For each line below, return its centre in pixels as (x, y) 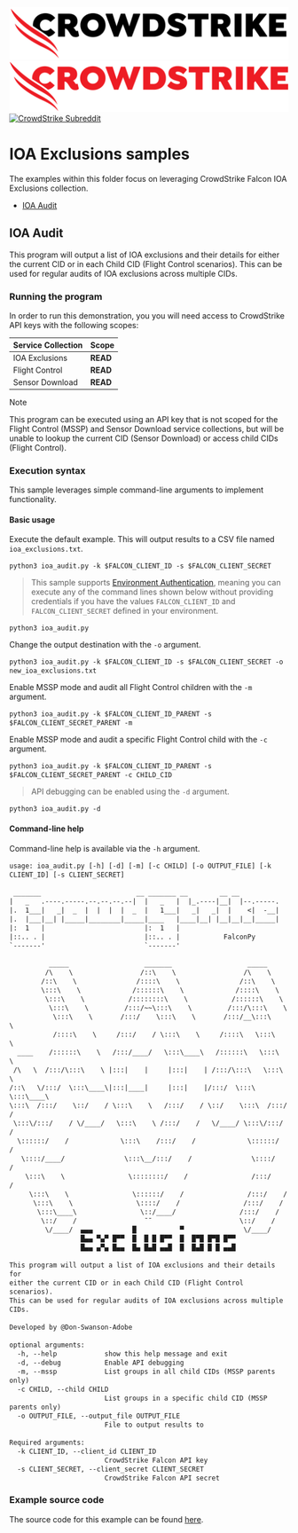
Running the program (56, 296)
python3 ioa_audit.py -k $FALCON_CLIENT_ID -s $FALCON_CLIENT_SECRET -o (146, 662)
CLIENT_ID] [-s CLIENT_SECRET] (67, 875)
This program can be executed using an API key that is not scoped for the (144, 419)
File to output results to (154, 1425)
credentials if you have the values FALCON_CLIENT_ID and (133, 601)
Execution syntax (47, 470)
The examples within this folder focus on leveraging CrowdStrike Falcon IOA (148, 178)
